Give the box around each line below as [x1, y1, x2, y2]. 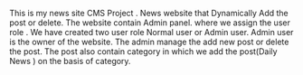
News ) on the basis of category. [9, 56, 131, 66]
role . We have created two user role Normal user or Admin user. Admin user [9, 27, 294, 37]
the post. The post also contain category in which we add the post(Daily [9, 46, 278, 57]
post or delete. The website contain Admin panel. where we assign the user [9, 17, 291, 28]
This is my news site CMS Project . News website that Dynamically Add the [9, 8, 289, 18]
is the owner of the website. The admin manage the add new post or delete [9, 36, 289, 47]
